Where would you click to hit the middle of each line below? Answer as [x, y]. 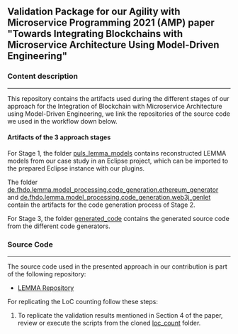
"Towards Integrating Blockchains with [95, 34]
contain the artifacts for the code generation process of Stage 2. [102, 205]
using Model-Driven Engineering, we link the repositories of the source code [119, 114]
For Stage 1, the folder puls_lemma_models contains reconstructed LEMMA [117, 153]
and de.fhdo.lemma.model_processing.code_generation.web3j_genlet [109, 197]
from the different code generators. [59, 226]
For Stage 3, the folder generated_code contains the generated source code [119, 218]
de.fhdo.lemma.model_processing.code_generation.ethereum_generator [113, 189]
